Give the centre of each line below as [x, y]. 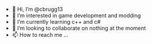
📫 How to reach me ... [40, 35]
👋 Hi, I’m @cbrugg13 [38, 9]
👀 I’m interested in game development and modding [76, 15]
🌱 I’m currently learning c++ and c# [56, 22]
